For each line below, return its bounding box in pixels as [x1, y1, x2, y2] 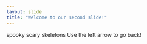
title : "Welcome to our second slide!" [6, 14, 108, 20]
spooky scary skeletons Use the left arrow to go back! [6, 31, 142, 38]
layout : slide [6, 8, 43, 15]
